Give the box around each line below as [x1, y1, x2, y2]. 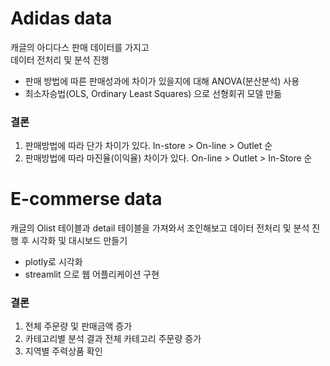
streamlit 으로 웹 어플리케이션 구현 [24, 268, 160, 281]
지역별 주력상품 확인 [24, 345, 103, 357]
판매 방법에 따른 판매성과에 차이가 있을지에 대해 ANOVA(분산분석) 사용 [24, 75, 300, 87]
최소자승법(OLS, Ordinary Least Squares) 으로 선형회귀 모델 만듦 [24, 87, 282, 99]
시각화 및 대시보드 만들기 [31, 235, 128, 247]
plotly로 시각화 [24, 256, 83, 268]
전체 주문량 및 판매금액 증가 [24, 320, 133, 332]
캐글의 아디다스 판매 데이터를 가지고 [10, 41, 150, 53]
